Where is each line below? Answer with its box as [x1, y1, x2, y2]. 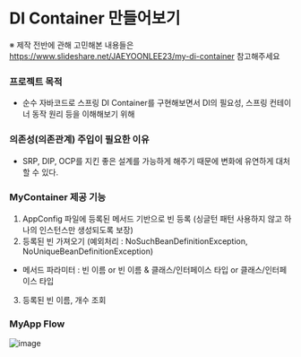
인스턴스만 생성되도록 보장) [39, 224, 134, 235]
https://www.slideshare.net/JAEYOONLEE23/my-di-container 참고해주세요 [9, 50, 280, 61]
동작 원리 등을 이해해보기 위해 [31, 109, 135, 119]
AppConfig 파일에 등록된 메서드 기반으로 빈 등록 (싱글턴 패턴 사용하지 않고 [21, 213, 282, 224]
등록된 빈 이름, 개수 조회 [21, 294, 107, 305]
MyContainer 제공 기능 [9, 191, 107, 204]
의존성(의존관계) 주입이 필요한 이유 [9, 134, 150, 146]
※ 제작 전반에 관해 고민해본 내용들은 [9, 39, 134, 50]
